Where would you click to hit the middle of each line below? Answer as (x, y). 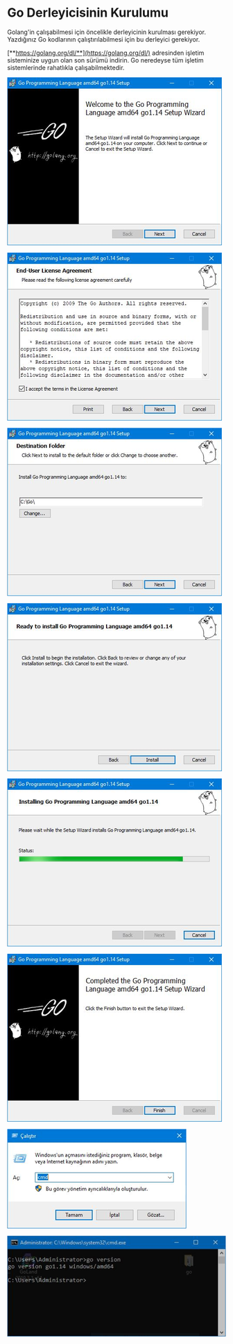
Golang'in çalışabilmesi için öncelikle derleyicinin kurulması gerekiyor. (107, 32)
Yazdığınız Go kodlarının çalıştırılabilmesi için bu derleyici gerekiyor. (104, 39)
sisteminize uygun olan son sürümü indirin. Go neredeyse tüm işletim (105, 60)
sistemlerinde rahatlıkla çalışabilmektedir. (66, 67)
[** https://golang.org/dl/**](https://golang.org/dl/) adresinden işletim (106, 53)
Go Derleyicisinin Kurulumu (88, 13)
